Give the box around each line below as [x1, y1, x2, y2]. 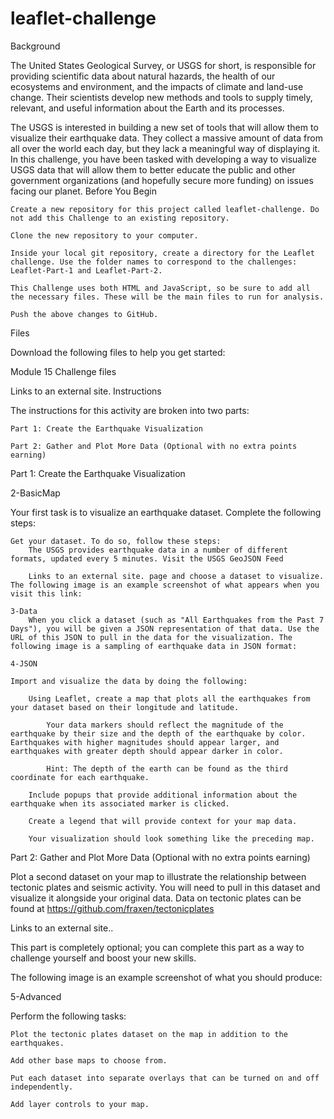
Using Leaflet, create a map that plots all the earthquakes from [28, 693, 311, 704]
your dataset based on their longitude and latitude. [10, 702, 240, 712]
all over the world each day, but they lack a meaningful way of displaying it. [10, 142, 321, 154]
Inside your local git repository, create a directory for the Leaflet [10, 248, 315, 258]
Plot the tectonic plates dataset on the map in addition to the [10, 1029, 288, 1039]
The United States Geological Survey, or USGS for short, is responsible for [10, 59, 317, 71]
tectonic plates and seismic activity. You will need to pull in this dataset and [10, 881, 321, 893]
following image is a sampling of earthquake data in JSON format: [10, 641, 298, 651]
